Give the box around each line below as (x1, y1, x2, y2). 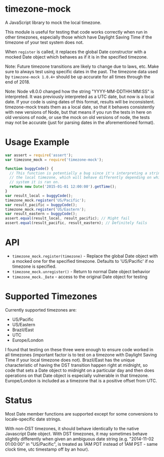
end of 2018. (5, 79, 30, 85)
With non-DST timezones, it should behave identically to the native (5, 425, 139, 431)
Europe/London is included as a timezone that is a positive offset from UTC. (5, 378, 157, 383)
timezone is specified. (12, 263, 57, 269)
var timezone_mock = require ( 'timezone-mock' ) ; (5, 157, 104, 162)
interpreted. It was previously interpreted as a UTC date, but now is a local (5, 94, 155, 99)
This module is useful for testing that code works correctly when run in (5, 29, 148, 35)
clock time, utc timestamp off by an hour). (5, 446, 89, 452)
